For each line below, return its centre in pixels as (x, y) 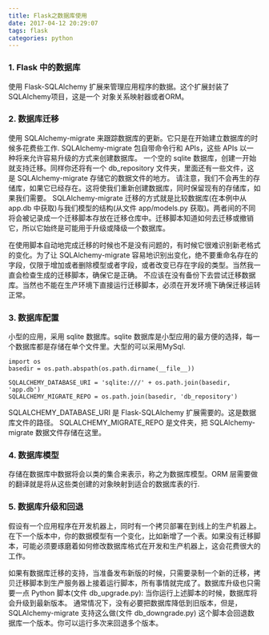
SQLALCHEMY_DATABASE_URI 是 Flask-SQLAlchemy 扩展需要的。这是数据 (132, 413)
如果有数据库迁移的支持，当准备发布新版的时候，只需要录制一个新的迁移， (131, 573)
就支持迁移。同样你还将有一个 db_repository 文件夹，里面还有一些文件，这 (131, 168)
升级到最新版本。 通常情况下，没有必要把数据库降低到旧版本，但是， (128, 603)
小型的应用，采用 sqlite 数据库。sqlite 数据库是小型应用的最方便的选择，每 (131, 337)
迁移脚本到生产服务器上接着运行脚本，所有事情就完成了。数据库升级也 (130, 583)
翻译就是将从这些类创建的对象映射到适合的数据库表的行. (107, 484)
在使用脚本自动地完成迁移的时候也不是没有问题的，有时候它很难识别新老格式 (134, 245)
